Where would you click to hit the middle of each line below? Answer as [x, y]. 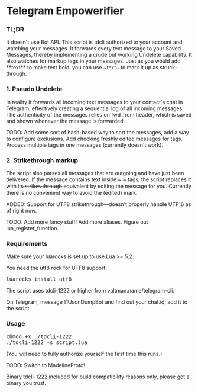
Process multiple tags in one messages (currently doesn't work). [85, 145]
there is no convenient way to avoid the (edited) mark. [72, 193]
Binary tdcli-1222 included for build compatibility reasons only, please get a [98, 377]
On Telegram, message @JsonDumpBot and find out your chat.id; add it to [97, 302]
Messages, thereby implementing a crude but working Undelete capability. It [99, 55]
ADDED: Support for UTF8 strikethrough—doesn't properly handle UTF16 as [99, 204]
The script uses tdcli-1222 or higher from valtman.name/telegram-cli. [90, 291]
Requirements [27, 244]
